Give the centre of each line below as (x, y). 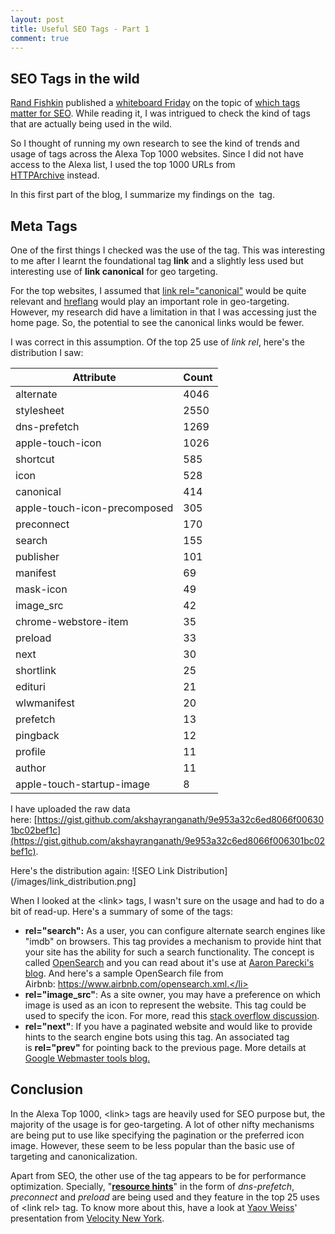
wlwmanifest (45, 703)
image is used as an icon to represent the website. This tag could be (165, 1005)
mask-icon (41, 589)
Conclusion (47, 1089)
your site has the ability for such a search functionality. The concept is (169, 952)
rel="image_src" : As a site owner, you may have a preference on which (173, 994)
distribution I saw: (47, 352)
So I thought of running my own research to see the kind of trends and (155, 143)
